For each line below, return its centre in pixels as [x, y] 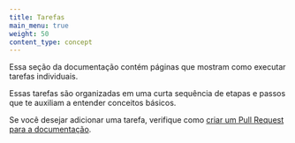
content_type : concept [51, 42]
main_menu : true [39, 26]
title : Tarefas [37, 17]
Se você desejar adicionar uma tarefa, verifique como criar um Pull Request [147, 120]
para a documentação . [50, 130]
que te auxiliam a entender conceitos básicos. [93, 103]
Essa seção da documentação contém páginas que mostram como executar [147, 67]
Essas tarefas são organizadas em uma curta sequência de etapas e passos [147, 94]
